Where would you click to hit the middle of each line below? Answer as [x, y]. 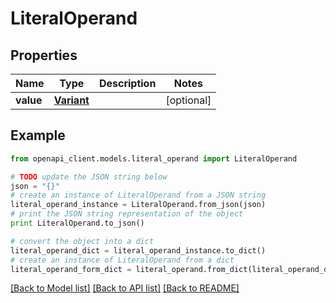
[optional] [188, 100]
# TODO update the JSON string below [89, 177]
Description [127, 83]
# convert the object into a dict [82, 241]
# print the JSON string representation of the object [127, 214]
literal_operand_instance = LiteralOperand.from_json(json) [138, 205]
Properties [44, 55]
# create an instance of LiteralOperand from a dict [122, 260]
